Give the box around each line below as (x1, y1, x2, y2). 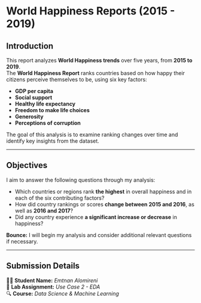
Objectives (6, 160, 48, 170)
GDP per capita (14, 88, 54, 94)
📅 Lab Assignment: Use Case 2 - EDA (6, 283, 100, 290)
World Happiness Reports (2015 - (6, 4, 175, 18)
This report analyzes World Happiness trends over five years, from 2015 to (6, 57, 193, 64)
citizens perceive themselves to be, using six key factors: (6, 76, 148, 83)
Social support (14, 94, 53, 101)
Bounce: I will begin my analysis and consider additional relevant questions (6, 231, 192, 238)
